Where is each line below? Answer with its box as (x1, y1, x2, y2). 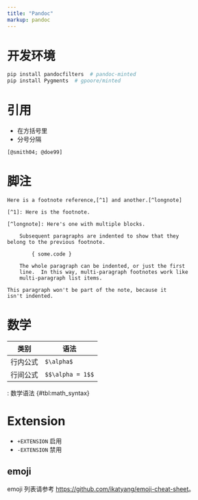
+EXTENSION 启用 (16, 436, 62, 445)
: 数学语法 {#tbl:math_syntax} (7, 389, 90, 397)
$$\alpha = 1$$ (45, 371, 95, 378)
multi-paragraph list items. (19, 275, 103, 282)
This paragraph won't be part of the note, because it (7, 287, 167, 294)
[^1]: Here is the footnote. (7, 209, 90, 216)
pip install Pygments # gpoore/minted (7, 77, 121, 84)
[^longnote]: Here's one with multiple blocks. (7, 221, 146, 228)
